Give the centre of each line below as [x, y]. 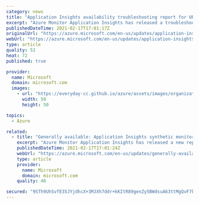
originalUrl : [22, 34]
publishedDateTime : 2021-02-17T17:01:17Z [58, 28]
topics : [16, 115]
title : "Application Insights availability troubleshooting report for [96, 17]
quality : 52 [21, 50]
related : [17, 132]
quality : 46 [31, 181]
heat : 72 [17, 56]
